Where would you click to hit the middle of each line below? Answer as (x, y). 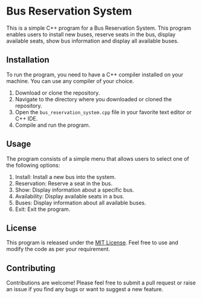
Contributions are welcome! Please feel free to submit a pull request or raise (101, 283)
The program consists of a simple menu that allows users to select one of (98, 158)
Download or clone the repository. (57, 93)
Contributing (31, 268)
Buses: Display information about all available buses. (80, 203)
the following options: (33, 165)
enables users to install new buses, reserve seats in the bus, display (91, 34)
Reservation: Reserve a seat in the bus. (64, 183)
